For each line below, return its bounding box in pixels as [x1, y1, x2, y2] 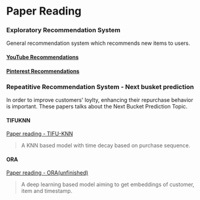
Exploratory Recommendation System [6, 26, 121, 35]
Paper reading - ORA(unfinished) [6, 169, 88, 176]
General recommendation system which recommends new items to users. [6, 39, 190, 47]
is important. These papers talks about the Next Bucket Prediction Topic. [6, 102, 188, 110]
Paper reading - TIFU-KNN [6, 130, 73, 138]
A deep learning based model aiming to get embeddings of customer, [21, 181, 195, 188]
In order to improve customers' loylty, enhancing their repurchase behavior [6, 96, 194, 104]
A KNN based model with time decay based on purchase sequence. [21, 142, 191, 149]
